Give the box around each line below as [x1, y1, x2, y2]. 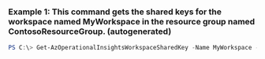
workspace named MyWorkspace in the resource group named [8, 16, 256, 27]
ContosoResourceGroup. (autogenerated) [8, 26, 172, 37]
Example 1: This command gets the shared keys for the [8, 6, 222, 17]
